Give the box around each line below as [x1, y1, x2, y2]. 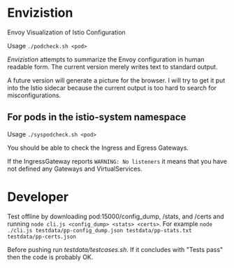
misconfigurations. [7, 91, 61, 99]
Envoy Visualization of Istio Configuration [7, 28, 126, 36]
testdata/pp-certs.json [7, 233, 77, 240]
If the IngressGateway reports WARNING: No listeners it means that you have [7, 157, 227, 165]
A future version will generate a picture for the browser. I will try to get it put [7, 76, 226, 85]
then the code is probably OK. [7, 253, 94, 261]
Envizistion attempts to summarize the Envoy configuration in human [7, 55, 205, 64]
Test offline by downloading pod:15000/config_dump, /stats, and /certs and [7, 212, 225, 220]
